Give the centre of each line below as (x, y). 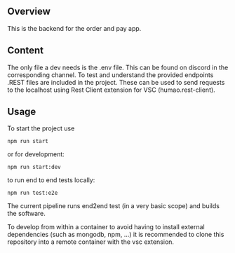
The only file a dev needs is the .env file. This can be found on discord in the (118, 67)
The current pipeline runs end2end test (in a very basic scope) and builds (113, 206)
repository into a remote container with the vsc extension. (90, 242)
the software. (26, 214)
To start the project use (41, 128)
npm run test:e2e (33, 193)
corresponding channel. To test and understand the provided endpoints (110, 75)
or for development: (36, 154)
